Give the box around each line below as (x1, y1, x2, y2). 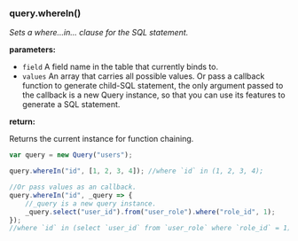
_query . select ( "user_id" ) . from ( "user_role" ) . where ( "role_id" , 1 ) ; (25, 207, 276, 216)
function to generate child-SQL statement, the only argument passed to (21, 81, 284, 91)
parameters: (9, 44, 56, 55)
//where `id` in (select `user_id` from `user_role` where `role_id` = (9, 224, 279, 233)
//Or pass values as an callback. (9, 183, 137, 192)
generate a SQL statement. (21, 99, 121, 110)
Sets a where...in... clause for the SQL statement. (9, 27, 189, 38)
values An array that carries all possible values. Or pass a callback (21, 71, 265, 82)
